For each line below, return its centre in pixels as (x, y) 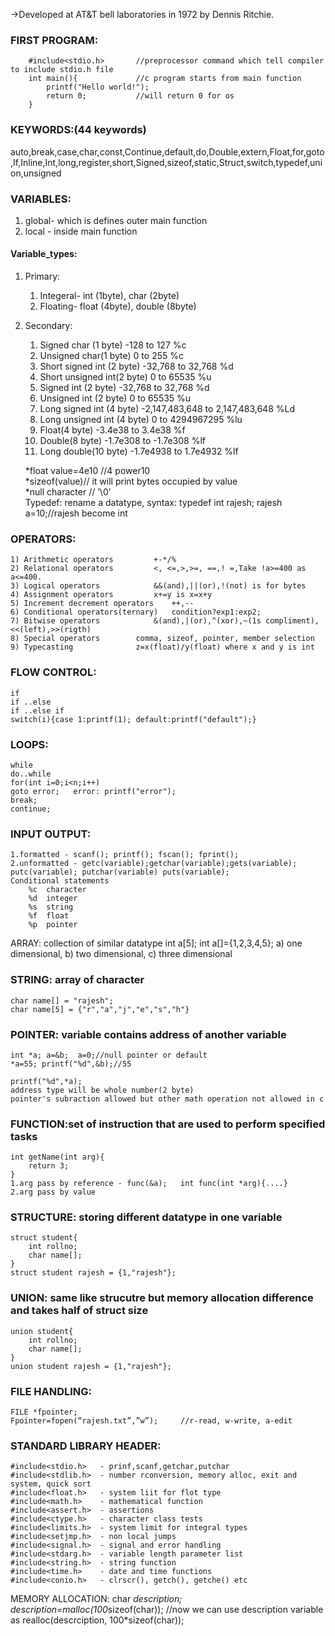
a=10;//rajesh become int (76, 513)
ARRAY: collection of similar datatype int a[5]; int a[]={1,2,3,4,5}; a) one (156, 943)
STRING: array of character (77, 980)
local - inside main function (81, 231)
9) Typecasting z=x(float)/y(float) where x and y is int (162, 647)
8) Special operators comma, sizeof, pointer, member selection (162, 639)
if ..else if (37, 710)
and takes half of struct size (79, 1311)
